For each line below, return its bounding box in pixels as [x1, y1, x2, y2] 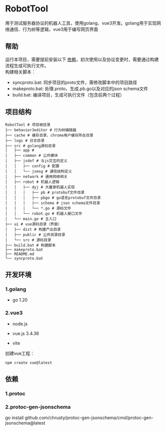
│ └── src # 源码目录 [5, 237, 51, 243]
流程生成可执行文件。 [5, 63, 49, 69]
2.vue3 [5, 309, 23, 316]
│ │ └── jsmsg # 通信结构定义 [5, 169, 72, 174]
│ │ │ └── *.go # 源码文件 [5, 206, 72, 211]
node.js [12, 321, 28, 327]
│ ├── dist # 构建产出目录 [5, 227, 61, 232]
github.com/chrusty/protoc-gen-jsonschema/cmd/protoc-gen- [24, 415, 154, 421]
